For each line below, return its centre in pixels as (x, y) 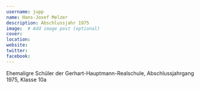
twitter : (17, 51)
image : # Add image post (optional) (53, 28)
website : (17, 45)
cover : (14, 34)
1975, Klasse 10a (26, 79)
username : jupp (25, 12)
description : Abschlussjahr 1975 (48, 23)
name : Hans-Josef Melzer (37, 17)
